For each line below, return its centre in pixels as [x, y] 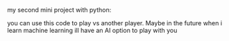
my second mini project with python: [59, 10]
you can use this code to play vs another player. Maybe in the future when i [115, 23]
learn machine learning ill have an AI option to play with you [92, 30]
